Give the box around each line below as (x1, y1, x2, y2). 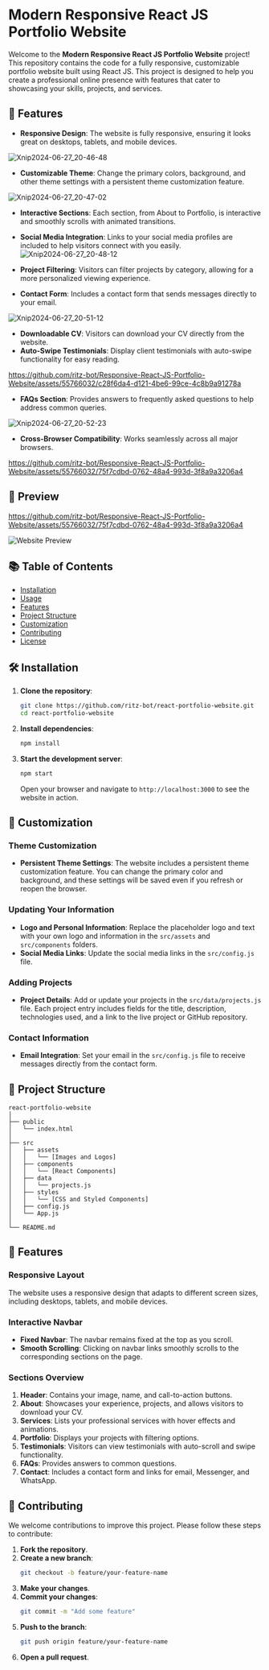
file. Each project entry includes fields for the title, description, (19, 1003, 226, 1013)
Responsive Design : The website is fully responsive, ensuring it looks (19, 128, 251, 138)
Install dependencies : (19, 723, 94, 734)
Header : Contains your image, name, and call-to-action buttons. (19, 1391, 233, 1400)
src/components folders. (19, 940, 98, 949)
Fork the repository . (19, 1544, 88, 1555)
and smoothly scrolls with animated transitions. (19, 216, 177, 226)
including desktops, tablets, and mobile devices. (8, 1296, 169, 1306)
